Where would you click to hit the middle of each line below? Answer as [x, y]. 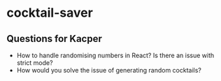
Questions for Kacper [54, 39]
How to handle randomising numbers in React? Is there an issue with [115, 55]
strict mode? [35, 63]
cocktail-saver [50, 13]
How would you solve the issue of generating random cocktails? [109, 70]
